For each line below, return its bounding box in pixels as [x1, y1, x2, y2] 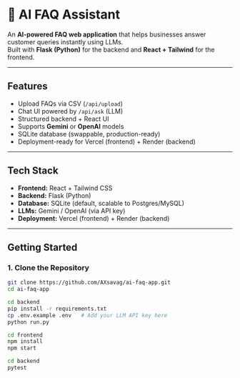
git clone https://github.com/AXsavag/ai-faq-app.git [7, 279, 171, 287]
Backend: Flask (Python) [17, 191, 91, 199]
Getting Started [7, 241, 78, 253]
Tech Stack [7, 164, 59, 177]
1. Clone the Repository [7, 262, 89, 272]
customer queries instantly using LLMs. [7, 37, 124, 46]
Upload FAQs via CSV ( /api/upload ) [17, 99, 124, 108]
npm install [7, 338, 43, 345]
